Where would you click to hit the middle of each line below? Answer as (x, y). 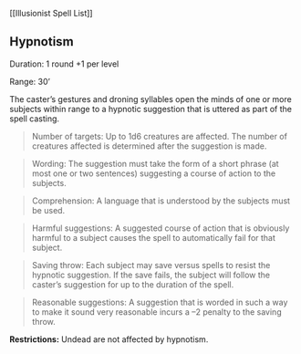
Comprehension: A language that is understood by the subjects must (161, 201)
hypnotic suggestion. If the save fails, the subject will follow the (151, 275)
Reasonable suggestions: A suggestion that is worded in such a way (160, 302)
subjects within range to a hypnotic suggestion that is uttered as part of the (151, 109)
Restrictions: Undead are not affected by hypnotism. (109, 339)
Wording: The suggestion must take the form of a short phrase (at (156, 163)
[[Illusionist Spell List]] (51, 13)
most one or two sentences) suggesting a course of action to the (154, 173)
